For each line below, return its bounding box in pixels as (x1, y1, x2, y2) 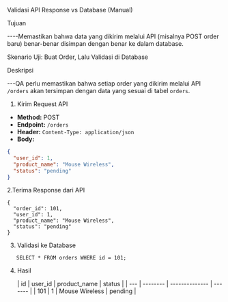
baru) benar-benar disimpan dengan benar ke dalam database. (7, 40, 184, 47)
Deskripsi (7, 66, 34, 74)
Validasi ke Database (16, 241, 76, 249)
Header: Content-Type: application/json (16, 128, 134, 136)
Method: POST (16, 113, 60, 121)
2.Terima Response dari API (7, 186, 85, 194)
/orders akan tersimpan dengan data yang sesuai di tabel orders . (7, 87, 190, 95)
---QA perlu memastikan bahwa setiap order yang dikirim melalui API (7, 79, 201, 88)
